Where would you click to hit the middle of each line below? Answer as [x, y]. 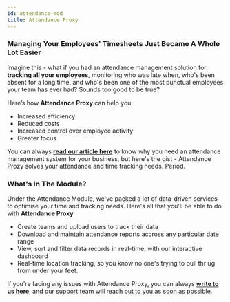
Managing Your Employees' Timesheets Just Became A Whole [114, 44]
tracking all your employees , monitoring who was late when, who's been [111, 75]
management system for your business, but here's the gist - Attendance [109, 158]
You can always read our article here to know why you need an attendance [114, 151]
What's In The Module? [47, 184]
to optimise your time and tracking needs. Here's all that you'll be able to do [114, 206]
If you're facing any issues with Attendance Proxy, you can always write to [113, 284]
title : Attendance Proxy [43, 20]
